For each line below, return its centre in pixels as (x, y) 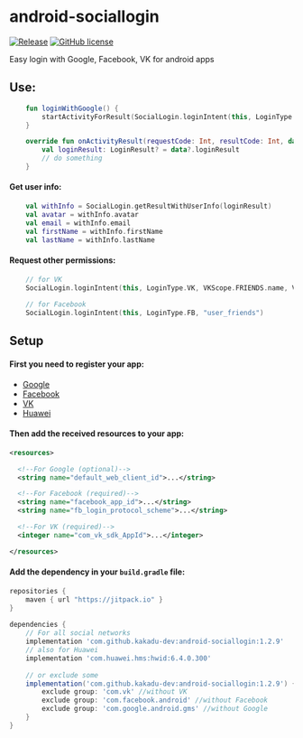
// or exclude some (62, 675)
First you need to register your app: (77, 364)
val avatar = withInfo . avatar (83, 214)
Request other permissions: (63, 260)
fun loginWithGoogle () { (72, 108)
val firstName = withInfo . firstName (95, 231)
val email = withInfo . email (78, 223)
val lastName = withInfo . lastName (90, 240)
